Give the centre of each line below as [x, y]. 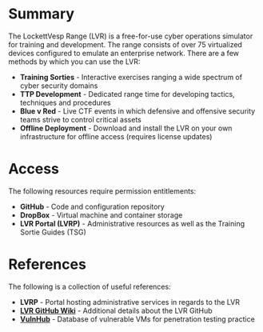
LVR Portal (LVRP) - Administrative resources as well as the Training [132, 223]
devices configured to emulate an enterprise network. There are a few [124, 53]
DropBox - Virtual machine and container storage [101, 215]
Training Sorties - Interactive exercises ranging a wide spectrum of [131, 77]
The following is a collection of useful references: [90, 286]
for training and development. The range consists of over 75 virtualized [125, 44]
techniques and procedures [65, 102]
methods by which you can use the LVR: [74, 62]
